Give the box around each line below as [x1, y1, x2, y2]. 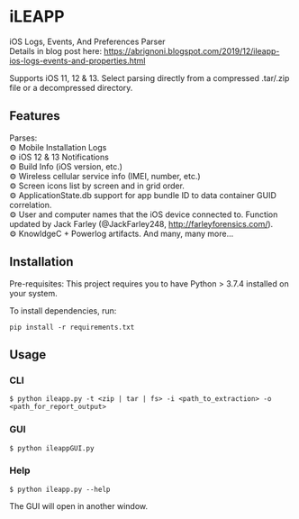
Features [9, 108, 60, 123]
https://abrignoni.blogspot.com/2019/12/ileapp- [103, 45, 280, 56]
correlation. [9, 199, 52, 210]
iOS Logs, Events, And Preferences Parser [9, 36, 166, 47]
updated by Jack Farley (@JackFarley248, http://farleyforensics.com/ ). [9, 218, 274, 229]
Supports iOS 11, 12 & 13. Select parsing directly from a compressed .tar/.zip [9, 72, 290, 83]
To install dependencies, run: [9, 305, 117, 316]
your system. [9, 287, 59, 298]
